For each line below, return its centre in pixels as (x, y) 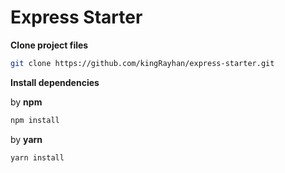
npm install (35, 120)
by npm (26, 102)
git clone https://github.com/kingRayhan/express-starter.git (142, 63)
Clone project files (49, 45)
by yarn (26, 139)
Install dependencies (55, 82)
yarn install (37, 157)
